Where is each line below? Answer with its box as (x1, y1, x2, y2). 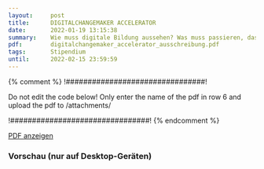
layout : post (8, 11, 65, 20)
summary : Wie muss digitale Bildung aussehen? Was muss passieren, (8, 33, 244, 42)
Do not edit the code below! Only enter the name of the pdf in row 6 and (8, 92, 242, 101)
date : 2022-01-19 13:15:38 (8, 26, 118, 34)
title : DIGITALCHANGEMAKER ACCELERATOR (8, 19, 156, 27)
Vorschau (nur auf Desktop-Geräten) (8, 150, 152, 161)
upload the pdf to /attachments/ (8, 100, 112, 110)
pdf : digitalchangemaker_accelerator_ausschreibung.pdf (8, 41, 220, 49)
